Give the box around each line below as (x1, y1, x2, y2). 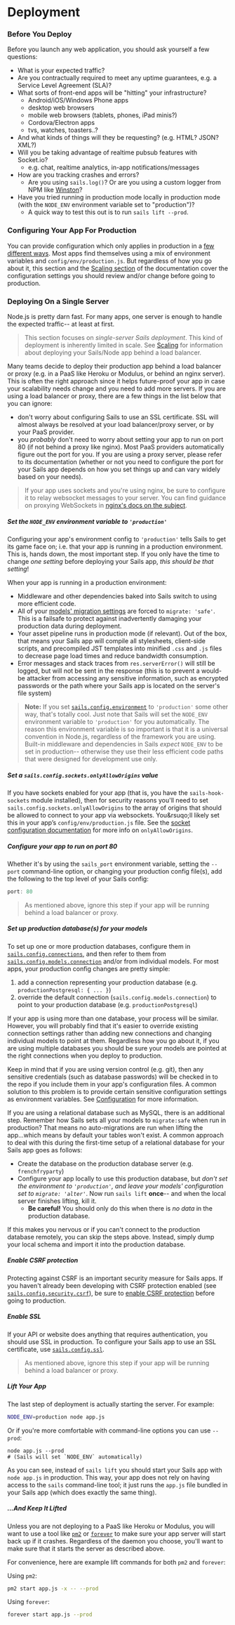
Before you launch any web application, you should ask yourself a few (7, 45, 210, 53)
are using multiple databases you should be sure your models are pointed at (7, 1044, 227, 1052)
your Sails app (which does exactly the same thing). (7, 1488, 157, 1496)
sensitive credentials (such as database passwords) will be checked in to (7, 1072, 219, 1081)
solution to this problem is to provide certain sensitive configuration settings (7, 1087, 227, 1096)
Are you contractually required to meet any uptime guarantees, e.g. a (17, 74, 217, 82)
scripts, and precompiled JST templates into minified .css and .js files (17, 644, 222, 653)
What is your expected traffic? (17, 66, 105, 74)
